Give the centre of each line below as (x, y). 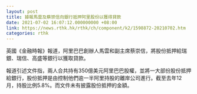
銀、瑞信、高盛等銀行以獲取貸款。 (47, 58)
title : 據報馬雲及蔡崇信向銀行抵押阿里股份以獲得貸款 (64, 17)
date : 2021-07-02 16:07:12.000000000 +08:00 (62, 22)
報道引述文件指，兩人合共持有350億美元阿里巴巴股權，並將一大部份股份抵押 (99, 70)
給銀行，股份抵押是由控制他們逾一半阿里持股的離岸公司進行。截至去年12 (94, 78)
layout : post (22, 11)
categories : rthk (27, 33)
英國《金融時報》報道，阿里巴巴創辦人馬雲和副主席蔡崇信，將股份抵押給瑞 (96, 51)
